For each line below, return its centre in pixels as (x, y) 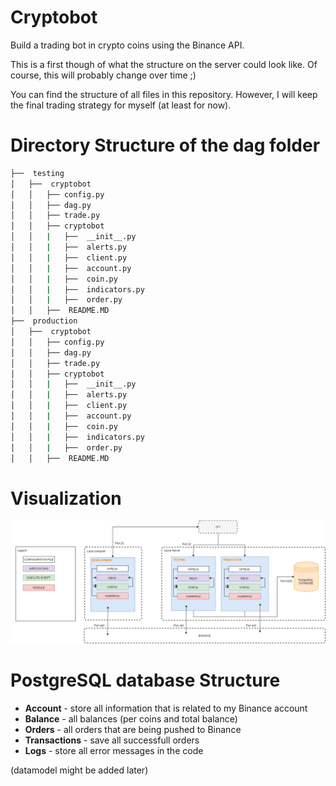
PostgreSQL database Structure (145, 680)
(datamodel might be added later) (79, 770)
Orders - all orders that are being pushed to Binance (133, 730)
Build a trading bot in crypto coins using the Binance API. (127, 45)
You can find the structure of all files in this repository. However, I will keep (164, 94)
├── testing (37, 173)
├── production (44, 321)
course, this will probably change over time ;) (103, 75)
